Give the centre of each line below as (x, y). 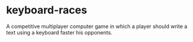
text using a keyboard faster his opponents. (59, 32)
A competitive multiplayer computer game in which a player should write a (97, 26)
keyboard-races (47, 10)
